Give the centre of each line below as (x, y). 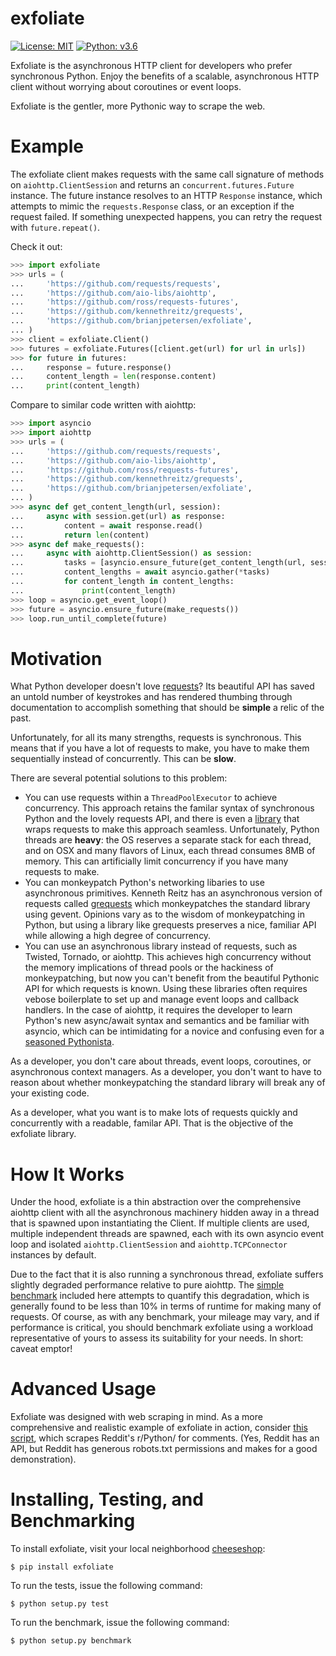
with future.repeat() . (55, 227)
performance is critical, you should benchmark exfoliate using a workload (162, 1328)
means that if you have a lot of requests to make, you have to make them (160, 748)
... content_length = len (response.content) (113, 377)
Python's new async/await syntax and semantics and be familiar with (167, 1021)
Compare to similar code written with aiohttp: (103, 405)
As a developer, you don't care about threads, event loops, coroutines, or (161, 1061)
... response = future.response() (91, 367)
